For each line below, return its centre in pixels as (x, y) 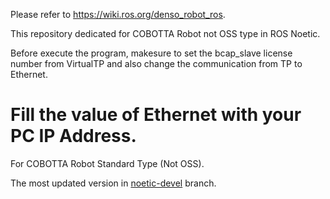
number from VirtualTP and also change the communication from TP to (156, 63)
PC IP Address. (73, 136)
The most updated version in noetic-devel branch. (113, 183)
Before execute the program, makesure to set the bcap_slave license (151, 53)
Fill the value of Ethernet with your (156, 115)
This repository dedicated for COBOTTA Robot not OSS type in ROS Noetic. (165, 33)
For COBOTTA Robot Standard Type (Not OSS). (107, 163)
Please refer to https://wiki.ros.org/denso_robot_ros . (118, 14)
